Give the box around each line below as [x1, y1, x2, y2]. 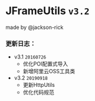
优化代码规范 [22, 89, 54, 96]
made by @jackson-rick [5, 24, 64, 31]
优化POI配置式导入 [22, 60, 68, 67]
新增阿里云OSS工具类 [22, 68, 76, 75]
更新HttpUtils [22, 82, 55, 89]
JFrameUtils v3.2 [5, 4, 90, 18]
